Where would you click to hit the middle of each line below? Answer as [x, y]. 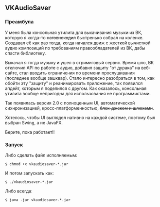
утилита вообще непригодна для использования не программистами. [78, 93]
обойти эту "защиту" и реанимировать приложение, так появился [74, 83]
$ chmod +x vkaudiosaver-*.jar [37, 164]
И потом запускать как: [29, 173]
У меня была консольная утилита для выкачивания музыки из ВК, [74, 32]
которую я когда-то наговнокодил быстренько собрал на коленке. [74, 37]
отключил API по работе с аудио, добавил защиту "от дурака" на [72, 68]
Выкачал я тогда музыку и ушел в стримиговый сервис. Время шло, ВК [80, 62]
